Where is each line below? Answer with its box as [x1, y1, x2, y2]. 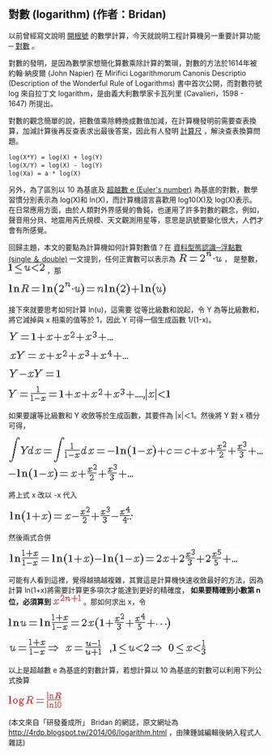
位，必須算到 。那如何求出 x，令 [8, 596, 147, 606]
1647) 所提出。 [8, 98, 58, 108]
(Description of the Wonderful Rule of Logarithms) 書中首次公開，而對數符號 [8, 78, 263, 87]
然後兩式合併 [8, 532, 51, 542]
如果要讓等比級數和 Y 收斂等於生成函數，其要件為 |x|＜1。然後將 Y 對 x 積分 [8, 410, 261, 420]
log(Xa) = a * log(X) [8, 169, 82, 177]
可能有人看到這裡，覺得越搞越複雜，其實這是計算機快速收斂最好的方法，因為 [8, 574, 264, 585]
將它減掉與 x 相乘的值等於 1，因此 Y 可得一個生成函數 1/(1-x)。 [8, 314, 216, 324]
